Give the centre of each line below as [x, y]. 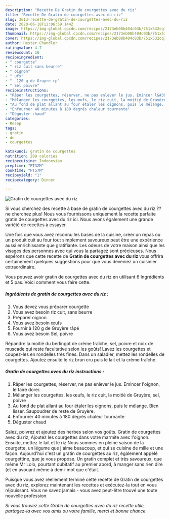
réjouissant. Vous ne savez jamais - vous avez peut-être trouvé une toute [81, 491]
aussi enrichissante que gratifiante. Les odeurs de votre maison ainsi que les [85, 246]
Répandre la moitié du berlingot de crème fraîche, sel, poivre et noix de [79, 344]
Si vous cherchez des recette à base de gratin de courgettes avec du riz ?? [83, 208]
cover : [12, 39]
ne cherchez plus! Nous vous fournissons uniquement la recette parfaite [80, 214]
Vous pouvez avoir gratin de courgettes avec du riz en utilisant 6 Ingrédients [85, 277]
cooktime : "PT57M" [25, 170]
